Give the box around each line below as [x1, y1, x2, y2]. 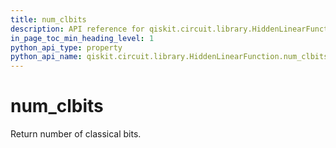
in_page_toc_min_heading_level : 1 [10, 33, 155, 43]
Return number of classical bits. [10, 128, 142, 140]
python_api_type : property [10, 42, 123, 53]
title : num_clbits [10, 14, 87, 25]
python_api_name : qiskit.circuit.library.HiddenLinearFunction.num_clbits [10, 52, 329, 62]
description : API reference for [10, 24, 145, 34]
